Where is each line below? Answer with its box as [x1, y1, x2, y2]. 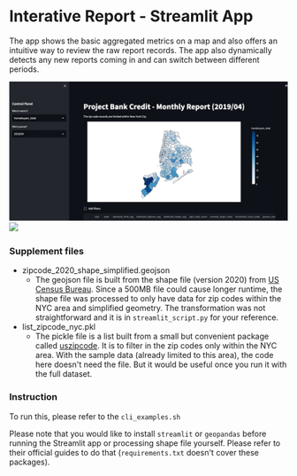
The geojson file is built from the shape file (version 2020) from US [34, 275, 280, 285]
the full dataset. [34, 369, 93, 379]
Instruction [9, 391, 58, 403]
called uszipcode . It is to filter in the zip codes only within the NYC [34, 340, 278, 351]
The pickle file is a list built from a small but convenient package [34, 331, 270, 342]
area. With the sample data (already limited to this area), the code [34, 350, 274, 361]
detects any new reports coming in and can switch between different [9, 54, 260, 65]
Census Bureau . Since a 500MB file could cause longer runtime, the [34, 284, 283, 294]
